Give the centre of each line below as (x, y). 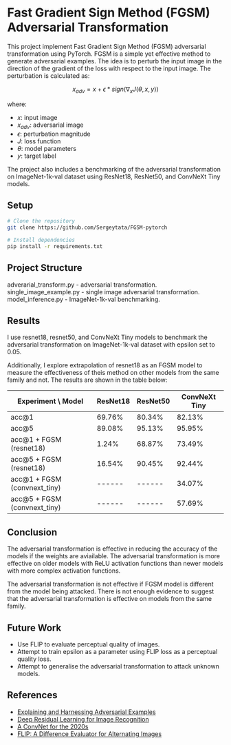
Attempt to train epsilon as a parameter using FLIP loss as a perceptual (117, 652)
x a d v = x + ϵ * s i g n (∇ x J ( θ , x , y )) (115, 90)
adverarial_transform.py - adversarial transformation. (82, 285)
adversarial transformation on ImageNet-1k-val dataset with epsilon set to (111, 345)
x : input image (37, 117)
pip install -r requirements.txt (55, 246)
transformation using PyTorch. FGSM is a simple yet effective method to (109, 54)
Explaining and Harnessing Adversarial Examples (86, 712)
